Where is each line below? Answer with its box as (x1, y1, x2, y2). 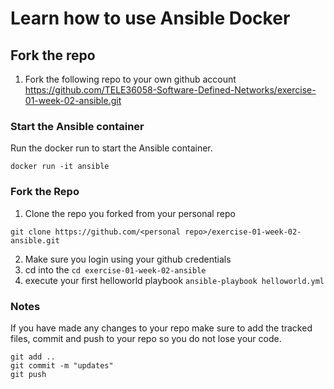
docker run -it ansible (10, 162, 110, 172)
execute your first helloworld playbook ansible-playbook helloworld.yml (24, 274, 325, 286)
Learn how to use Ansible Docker (10, 7, 291, 30)
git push (10, 369, 47, 379)
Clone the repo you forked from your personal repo (24, 207, 236, 219)
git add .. (10, 352, 56, 362)
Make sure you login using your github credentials (24, 253, 232, 265)
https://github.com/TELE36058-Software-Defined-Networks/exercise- (24, 84, 317, 96)
